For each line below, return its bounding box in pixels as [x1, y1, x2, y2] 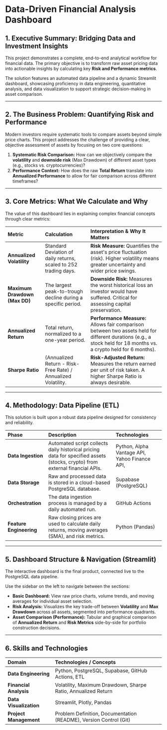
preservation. [90, 306, 122, 313]
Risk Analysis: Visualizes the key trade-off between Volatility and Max [12, 604, 159, 610]
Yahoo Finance [116, 456, 151, 463]
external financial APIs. [48, 465, 102, 472]
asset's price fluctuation [90, 248, 147, 255]
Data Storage [7, 479, 40, 486]
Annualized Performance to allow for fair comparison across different [12, 173, 157, 179]
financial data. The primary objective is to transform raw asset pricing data [5, 60, 158, 66]
